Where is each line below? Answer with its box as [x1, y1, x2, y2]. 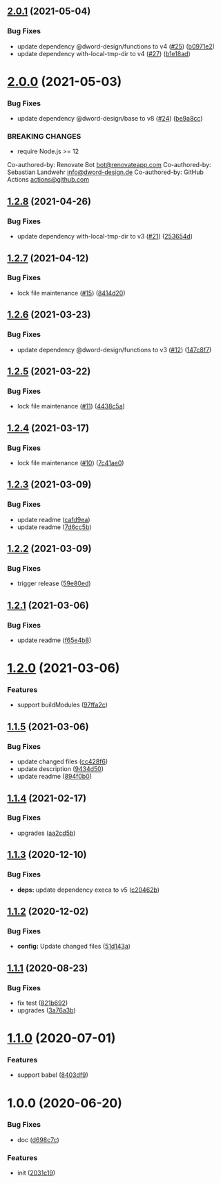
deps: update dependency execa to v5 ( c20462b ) [17, 886, 160, 894]
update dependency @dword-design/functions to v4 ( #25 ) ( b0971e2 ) [17, 42, 215, 51]
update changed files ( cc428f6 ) [17, 757, 108, 766]
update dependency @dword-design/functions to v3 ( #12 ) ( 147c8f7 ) [17, 345, 212, 354]
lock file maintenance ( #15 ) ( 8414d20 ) [17, 288, 126, 297]
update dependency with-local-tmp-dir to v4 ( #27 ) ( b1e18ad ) [17, 49, 191, 58]
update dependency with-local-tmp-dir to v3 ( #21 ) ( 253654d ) [17, 232, 193, 241]
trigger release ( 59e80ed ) [17, 579, 91, 588]
